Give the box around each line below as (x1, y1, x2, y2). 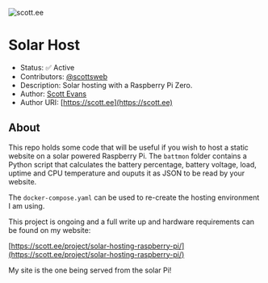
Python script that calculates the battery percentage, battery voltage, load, (8, 159, 257, 169)
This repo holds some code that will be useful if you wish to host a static (8, 142, 249, 152)
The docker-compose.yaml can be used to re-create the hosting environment (8, 192, 260, 202)
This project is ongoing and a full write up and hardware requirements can (8, 217, 255, 226)
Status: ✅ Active (19, 62, 75, 72)
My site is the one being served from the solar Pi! (8, 265, 172, 275)
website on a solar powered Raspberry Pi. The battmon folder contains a (8, 150, 248, 161)
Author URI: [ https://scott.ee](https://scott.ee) (19, 97, 174, 107)
